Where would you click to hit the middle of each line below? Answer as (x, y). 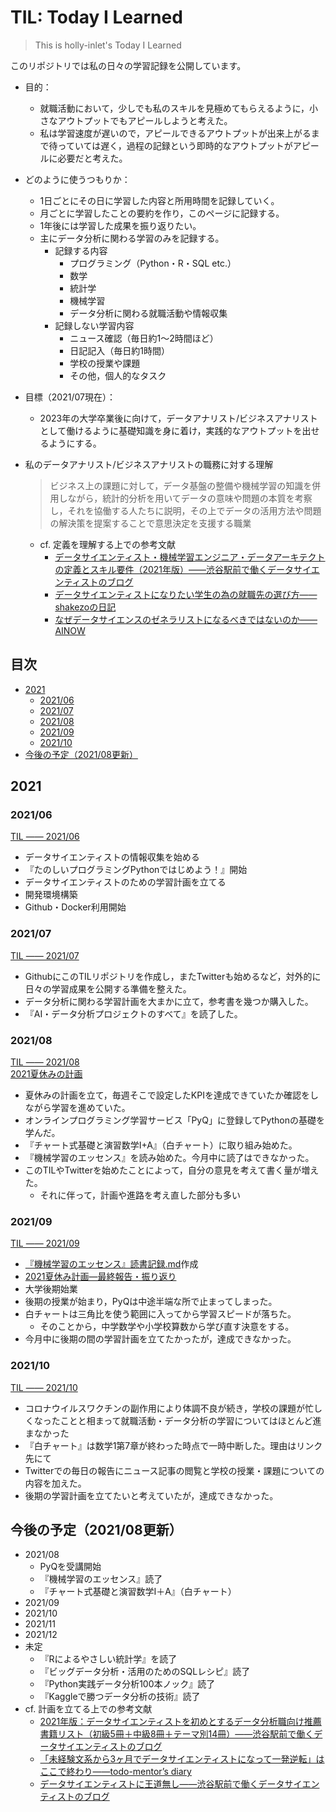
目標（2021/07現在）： (70, 397)
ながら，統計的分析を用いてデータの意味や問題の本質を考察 (190, 498)
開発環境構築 (51, 895)
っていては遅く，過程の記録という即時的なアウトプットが (175, 145)
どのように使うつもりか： (77, 179)
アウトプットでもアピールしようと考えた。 (145, 120)
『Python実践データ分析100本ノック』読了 (127, 1684)
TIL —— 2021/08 (45, 1062)
